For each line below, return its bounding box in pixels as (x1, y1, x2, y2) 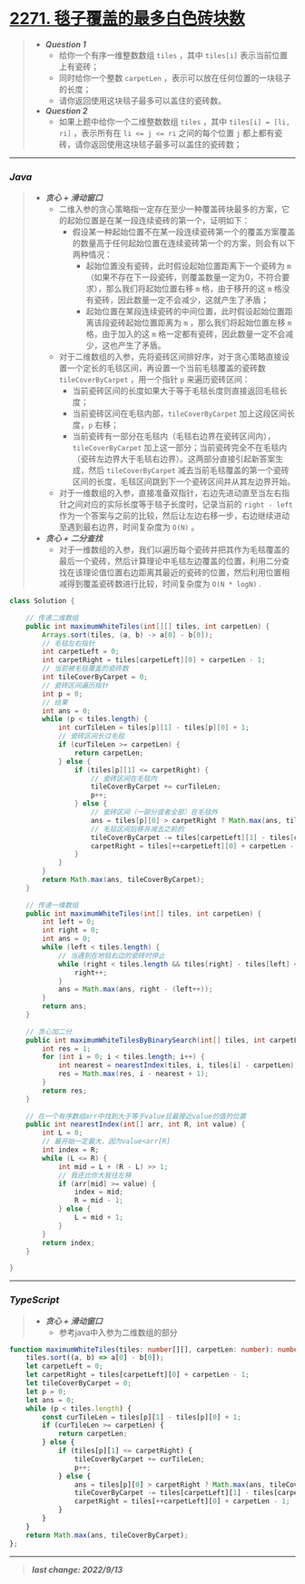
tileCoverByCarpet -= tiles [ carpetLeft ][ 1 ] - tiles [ (90, 833, 295, 842)
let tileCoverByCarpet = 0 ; (25, 1379, 132, 1388)
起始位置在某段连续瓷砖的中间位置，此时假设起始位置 (85, 306, 285, 317)
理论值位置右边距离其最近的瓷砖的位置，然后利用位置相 (83, 567, 290, 578)
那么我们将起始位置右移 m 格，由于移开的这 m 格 (105, 283, 283, 294)
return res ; (42, 1086, 88, 1095)
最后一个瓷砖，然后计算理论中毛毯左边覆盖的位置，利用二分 (58, 556, 282, 567)
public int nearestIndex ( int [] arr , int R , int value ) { (25, 1120, 246, 1129)
